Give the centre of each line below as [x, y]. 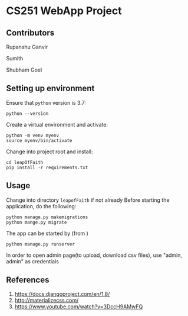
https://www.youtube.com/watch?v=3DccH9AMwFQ [79, 307]
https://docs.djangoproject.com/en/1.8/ [62, 294]
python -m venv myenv [33, 135]
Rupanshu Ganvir [27, 47]
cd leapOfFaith [25, 162]
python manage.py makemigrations [47, 217]
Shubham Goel [24, 70]
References [28, 280]
